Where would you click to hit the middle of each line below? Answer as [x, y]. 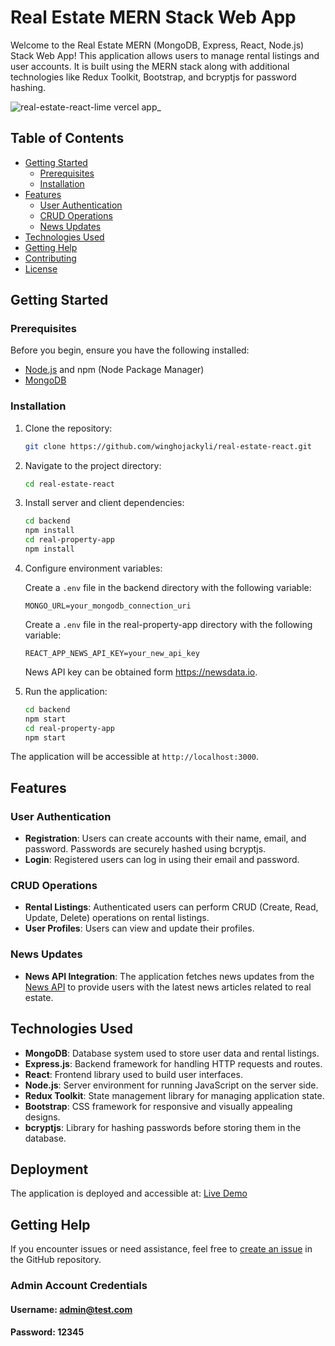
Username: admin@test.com [71, 1309]
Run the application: [66, 691]
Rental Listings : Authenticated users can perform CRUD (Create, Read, [171, 907]
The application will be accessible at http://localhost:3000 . [135, 757]
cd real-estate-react [69, 484]
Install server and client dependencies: [104, 503]
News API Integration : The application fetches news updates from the [169, 976]
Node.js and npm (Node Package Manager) [114, 370]
